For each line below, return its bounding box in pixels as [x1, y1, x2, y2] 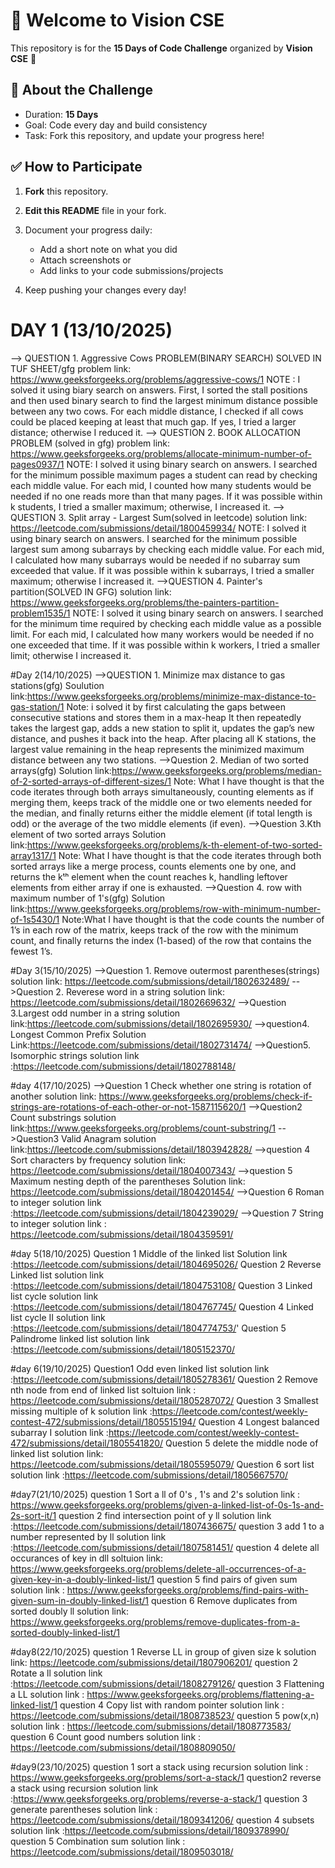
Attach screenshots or [39, 254, 132, 266]
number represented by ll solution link [10, 1530, 167, 1543]
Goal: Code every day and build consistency [24, 119, 208, 131]
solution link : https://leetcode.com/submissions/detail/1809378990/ [10, 1824, 290, 1836]
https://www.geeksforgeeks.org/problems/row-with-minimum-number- [26, 902, 322, 914]
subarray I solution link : [10, 1426, 109, 1438]
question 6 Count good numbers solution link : [10, 1730, 202, 1743]
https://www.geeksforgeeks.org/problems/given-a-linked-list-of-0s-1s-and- [10, 1499, 325, 1511]
